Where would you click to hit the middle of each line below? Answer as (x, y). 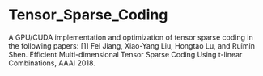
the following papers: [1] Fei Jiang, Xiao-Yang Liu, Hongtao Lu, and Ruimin (131, 45)
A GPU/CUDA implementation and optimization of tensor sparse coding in (131, 37)
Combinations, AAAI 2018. (52, 63)
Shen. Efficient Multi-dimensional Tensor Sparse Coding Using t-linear (125, 54)
